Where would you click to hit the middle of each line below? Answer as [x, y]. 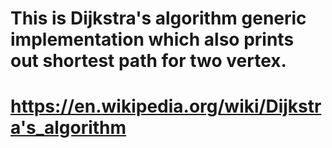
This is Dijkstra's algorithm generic [158, 18]
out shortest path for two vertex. [148, 61]
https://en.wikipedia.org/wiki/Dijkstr [166, 106]
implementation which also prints [152, 39]
